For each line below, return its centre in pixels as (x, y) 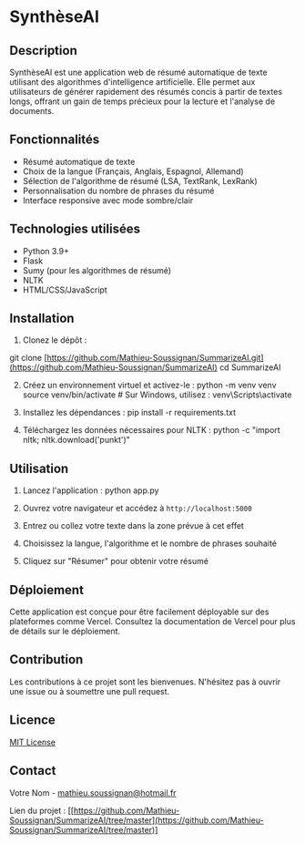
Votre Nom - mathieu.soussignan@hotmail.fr (93, 793)
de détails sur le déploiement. (65, 632)
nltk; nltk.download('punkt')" (76, 440)
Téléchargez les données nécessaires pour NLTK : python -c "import (151, 430)
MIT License (33, 742)
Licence (33, 720)
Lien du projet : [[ (42, 810)
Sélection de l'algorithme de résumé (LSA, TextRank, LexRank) (140, 180)
